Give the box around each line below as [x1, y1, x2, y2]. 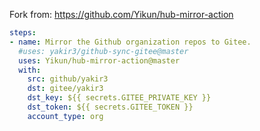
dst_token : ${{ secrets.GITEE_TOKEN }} [27, 102, 194, 112]
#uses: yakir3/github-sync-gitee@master [18, 46, 189, 56]
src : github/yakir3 [27, 74, 109, 84]
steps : [9, 28, 37, 38]
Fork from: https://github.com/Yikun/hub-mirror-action [9, 9, 234, 20]
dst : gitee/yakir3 [27, 84, 104, 94]
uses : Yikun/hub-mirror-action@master [18, 55, 181, 66]
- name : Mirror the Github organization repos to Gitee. [9, 37, 252, 47]
